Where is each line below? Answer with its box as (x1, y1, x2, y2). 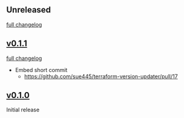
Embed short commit (15, 66, 68, 73)
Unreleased (6, 5, 52, 15)
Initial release (6, 106, 39, 114)
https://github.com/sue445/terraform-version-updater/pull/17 (24, 73, 178, 80)
